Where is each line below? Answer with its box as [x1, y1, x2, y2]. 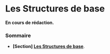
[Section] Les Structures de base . [12, 43, 85, 49]
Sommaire [5, 32, 31, 39]
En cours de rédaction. [5, 19, 54, 25]
